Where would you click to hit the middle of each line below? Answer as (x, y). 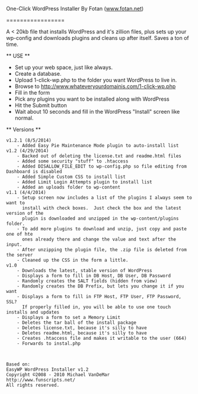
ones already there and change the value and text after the (99, 239)
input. (14, 245)
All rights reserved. (33, 385)
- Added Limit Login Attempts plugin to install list (84, 182)
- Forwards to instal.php (49, 343)
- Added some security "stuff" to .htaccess (73, 161)
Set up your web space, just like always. (64, 67)
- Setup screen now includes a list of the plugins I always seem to (105, 198)
